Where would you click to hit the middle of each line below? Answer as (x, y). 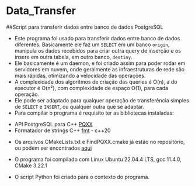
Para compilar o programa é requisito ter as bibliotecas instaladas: (94, 113)
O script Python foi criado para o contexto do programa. (82, 177)
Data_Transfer (41, 11)
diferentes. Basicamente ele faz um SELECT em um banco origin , (92, 44)
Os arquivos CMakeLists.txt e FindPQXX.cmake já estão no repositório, (100, 142)
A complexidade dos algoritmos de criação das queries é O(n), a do (96, 82)
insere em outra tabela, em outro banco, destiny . (73, 57)
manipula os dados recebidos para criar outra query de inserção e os (97, 50)
